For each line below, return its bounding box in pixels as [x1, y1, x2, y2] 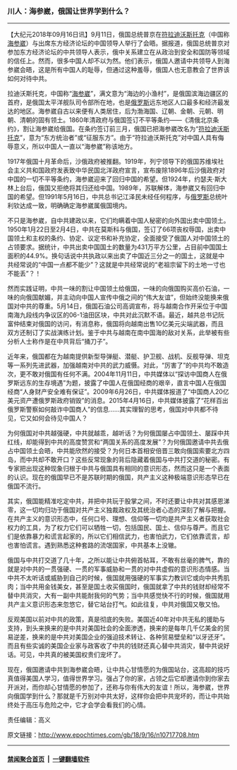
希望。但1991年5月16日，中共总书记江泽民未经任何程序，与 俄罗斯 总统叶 [19, 193, 228, 201]
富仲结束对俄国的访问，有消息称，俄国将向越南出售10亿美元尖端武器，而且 [7, 320, 224, 328]
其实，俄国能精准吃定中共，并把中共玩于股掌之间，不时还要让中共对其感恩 [7, 497, 224, 505]
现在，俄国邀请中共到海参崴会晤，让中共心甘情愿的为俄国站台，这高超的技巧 [7, 666, 230, 674]
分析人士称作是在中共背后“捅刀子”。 [7, 337, 112, 346]
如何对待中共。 [7, 74, 51, 83]
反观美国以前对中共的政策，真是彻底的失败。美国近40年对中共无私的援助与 [7, 615, 226, 624]
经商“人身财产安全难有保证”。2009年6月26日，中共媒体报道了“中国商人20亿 [7, 387, 229, 396]
